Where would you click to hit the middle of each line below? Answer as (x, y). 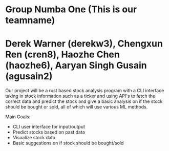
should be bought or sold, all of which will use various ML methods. (77, 107)
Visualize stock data (34, 138)
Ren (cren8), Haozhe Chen (63, 55)
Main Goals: (18, 117)
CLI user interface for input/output (49, 127)
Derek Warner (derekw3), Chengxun (84, 44)
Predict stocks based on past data (49, 132)
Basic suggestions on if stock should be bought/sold (68, 143)
